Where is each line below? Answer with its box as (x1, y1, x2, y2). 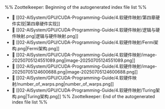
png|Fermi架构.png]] (17, 46, 60, 51)
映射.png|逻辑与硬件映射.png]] (16, 33, 79, 39)
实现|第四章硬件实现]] (16, 21, 60, 26)
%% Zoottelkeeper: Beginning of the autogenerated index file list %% (4, 4, 147, 10)
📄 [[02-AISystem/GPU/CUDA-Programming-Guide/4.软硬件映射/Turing (11, 87, 156, 93)
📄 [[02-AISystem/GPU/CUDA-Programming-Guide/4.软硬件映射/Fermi (11, 39, 154, 45)
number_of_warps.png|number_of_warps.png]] (17, 81, 114, 87)
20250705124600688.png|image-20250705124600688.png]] (11, 69, 138, 75)
